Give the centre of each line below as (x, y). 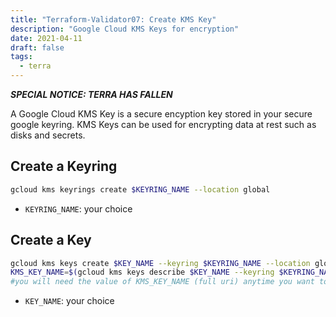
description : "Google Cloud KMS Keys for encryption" (125, 29)
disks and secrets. (48, 135)
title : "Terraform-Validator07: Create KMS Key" (113, 19)
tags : (21, 57)
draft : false (37, 47)
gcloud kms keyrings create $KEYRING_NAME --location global (140, 189)
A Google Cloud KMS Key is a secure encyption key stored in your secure (161, 114)
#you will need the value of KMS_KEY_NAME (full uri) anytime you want (162, 282)
